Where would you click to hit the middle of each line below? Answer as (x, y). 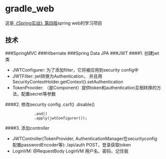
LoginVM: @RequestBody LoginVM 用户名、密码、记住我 (70, 151)
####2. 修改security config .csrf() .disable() (50, 104)
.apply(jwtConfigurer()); (61, 118)
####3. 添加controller (27, 128)
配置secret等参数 (38, 94)
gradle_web (30, 9)
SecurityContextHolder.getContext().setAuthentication (68, 81)
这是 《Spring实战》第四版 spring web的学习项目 (54, 23)
